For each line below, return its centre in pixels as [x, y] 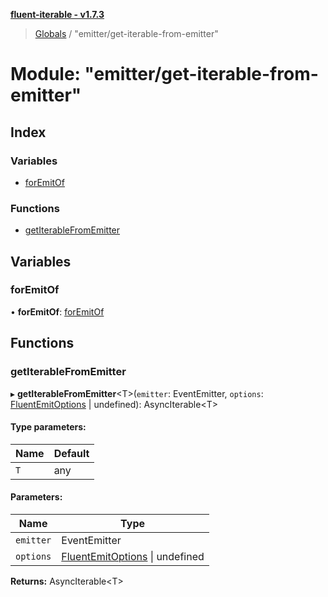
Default [71, 453]
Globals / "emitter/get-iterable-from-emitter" [126, 33]
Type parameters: [48, 427]
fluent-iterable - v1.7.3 [57, 14]
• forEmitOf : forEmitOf [57, 311]
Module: [45, 74]
